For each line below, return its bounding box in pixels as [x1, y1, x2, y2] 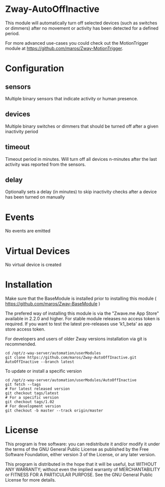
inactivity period [5, 128, 38, 135]
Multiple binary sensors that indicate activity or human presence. [5, 95, 138, 101]
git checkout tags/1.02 [5, 400, 55, 405]
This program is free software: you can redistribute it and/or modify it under [5, 441, 160, 447]
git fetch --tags [5, 382, 41, 387]
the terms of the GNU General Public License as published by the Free [5, 446, 149, 452]
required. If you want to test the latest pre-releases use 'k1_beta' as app [5, 321, 153, 327]
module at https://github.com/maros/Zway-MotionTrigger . [5, 45, 123, 51]
